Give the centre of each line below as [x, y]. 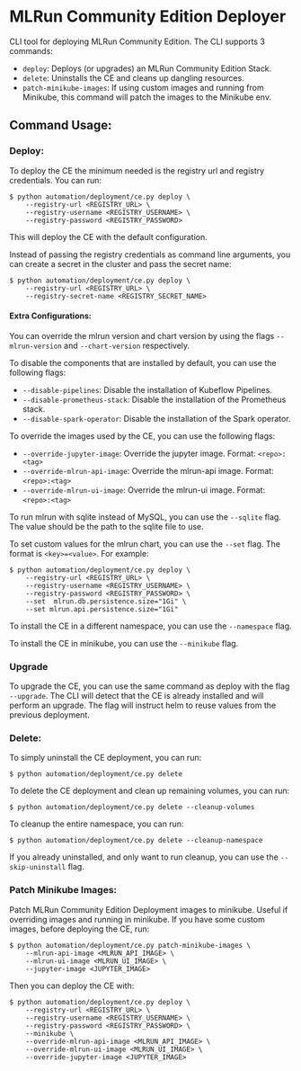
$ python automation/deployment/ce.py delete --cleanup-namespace [136, 841]
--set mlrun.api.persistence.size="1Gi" [102, 609]
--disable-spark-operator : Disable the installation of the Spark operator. [156, 418]
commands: [31, 50]
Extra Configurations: [50, 316]
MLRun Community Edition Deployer [148, 17]
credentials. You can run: [55, 180]
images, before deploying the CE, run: [80, 929]
